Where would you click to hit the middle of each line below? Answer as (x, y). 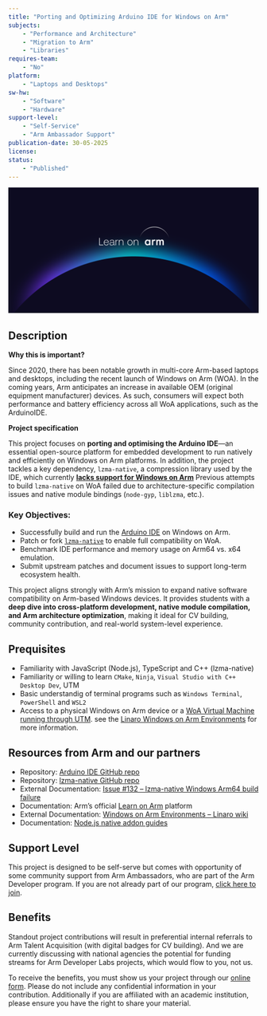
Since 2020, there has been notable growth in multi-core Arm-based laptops (133, 370)
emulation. (37, 557)
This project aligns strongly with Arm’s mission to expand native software (128, 590)
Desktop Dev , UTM (49, 685)
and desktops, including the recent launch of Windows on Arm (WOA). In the (133, 379)
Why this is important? (46, 355)
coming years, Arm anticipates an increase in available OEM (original (120, 388)
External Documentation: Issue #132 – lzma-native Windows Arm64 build (139, 789)
